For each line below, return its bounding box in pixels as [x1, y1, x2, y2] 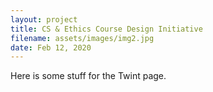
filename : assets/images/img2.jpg [10, 33, 155, 43]
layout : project [10, 14, 78, 25]
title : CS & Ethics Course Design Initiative [10, 24, 203, 34]
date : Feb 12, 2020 [10, 42, 92, 53]
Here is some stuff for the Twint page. [10, 70, 167, 82]
